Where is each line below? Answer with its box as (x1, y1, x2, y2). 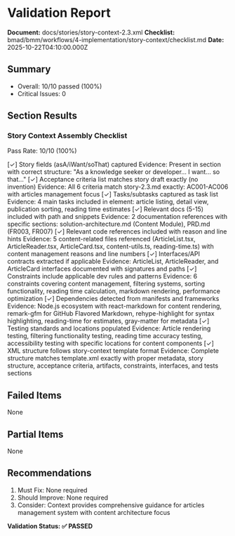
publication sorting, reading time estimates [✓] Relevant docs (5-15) (7, 205, 204, 213)
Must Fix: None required (17, 485, 88, 494)
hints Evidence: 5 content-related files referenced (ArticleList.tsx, (7, 235, 196, 243)
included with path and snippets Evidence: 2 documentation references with (7, 213, 228, 221)
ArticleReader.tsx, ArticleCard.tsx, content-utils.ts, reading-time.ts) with (7, 242, 214, 250)
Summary (7, 63, 51, 75)
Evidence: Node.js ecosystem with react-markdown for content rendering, (7, 302, 222, 310)
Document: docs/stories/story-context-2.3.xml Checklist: (7, 28, 175, 36)
